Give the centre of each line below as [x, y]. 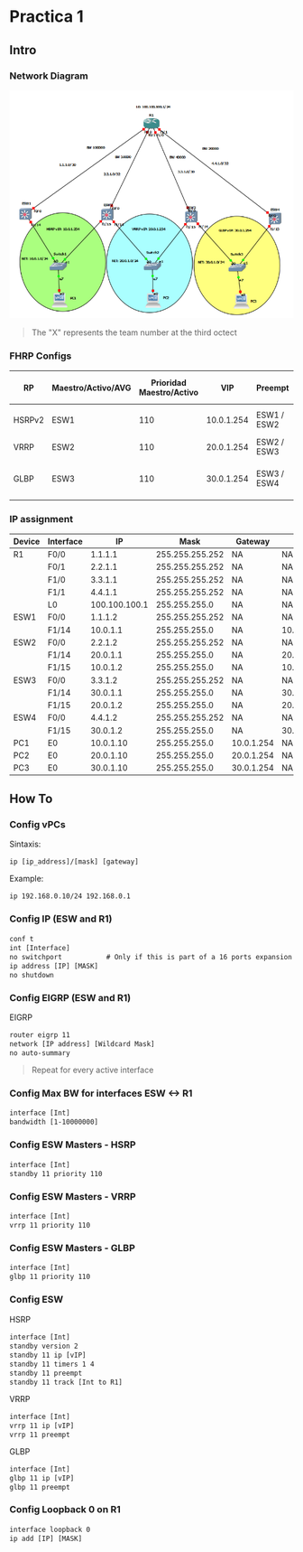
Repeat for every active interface [92, 1070]
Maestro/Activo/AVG [92, 388]
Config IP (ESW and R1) [61, 919]
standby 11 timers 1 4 [52, 1364]
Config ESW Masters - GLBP [72, 1248]
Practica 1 [46, 17]
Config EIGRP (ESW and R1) [70, 997]
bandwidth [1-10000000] [54, 1122]
